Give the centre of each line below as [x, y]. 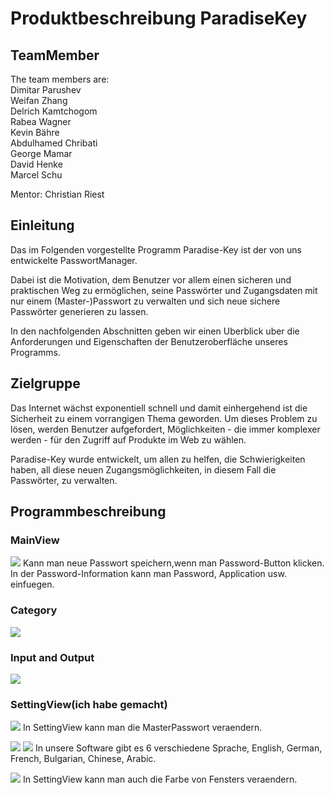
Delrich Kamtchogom [54, 111]
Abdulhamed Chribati [54, 143]
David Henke [36, 164]
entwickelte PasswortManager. [74, 260]
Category [34, 610]
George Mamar [41, 153]
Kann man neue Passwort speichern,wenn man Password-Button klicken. [173, 563]
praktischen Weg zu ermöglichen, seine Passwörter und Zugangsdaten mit [164, 290]
